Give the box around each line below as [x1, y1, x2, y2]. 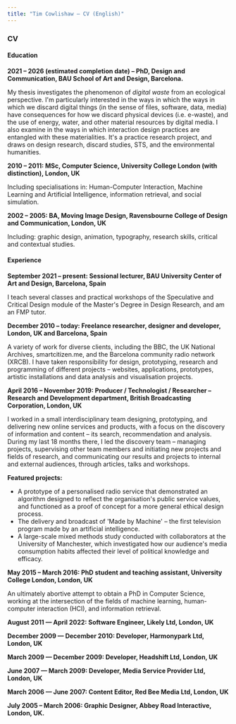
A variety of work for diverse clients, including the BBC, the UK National [7, 343, 216, 351]
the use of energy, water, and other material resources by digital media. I [7, 118, 218, 126]
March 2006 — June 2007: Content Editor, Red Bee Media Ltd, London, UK [7, 687, 229, 696]
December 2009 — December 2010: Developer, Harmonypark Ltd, [7, 632, 204, 640]
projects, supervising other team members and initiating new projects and [7, 445, 222, 453]
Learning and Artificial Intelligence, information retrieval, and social [7, 190, 202, 198]
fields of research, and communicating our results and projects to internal [7, 452, 221, 460]
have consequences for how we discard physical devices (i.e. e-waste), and [7, 110, 229, 118]
